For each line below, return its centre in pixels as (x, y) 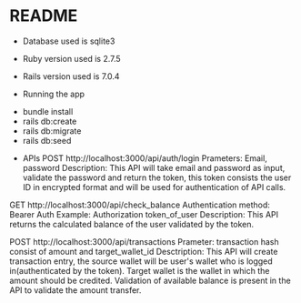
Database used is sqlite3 (69, 41)
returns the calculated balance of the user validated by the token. (132, 224)
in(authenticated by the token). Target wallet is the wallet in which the (140, 270)
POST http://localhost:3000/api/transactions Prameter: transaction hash (144, 241)
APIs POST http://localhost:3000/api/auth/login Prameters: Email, (145, 158)
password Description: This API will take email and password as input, (154, 167)
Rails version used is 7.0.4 (71, 76)
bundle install (48, 111)
